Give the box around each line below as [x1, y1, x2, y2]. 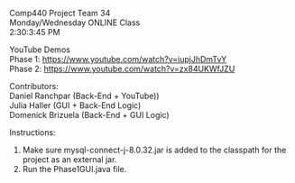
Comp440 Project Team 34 [9, 8, 111, 18]
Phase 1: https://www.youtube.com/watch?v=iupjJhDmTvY [9, 54, 227, 64]
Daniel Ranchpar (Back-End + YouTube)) [9, 90, 160, 101]
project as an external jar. [22, 154, 117, 165]
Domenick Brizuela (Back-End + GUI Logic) [9, 110, 170, 120]
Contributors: [9, 81, 59, 91]
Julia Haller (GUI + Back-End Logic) [9, 100, 142, 111]
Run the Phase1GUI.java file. [22, 164, 127, 174]
